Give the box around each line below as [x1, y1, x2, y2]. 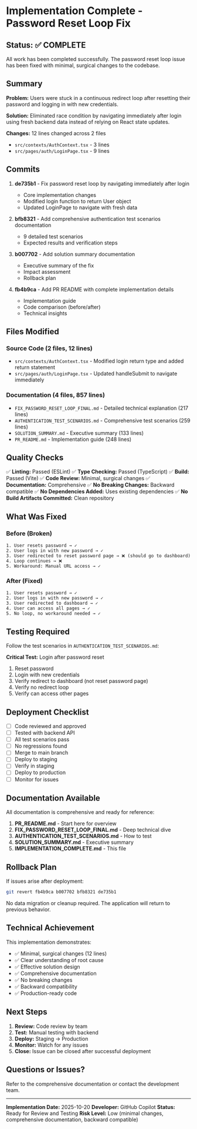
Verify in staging [14, 762, 55, 769]
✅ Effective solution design [14, 963, 80, 970]
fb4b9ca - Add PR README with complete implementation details [14, 286, 174, 293]
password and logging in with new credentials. [6, 100, 118, 108]
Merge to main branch [14, 749, 69, 756]
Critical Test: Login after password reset [6, 654, 104, 661]
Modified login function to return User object [23, 197, 131, 205]
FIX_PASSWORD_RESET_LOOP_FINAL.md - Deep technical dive [14, 826, 171, 833]
